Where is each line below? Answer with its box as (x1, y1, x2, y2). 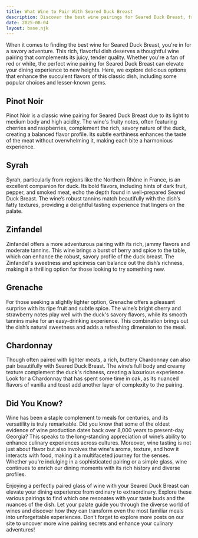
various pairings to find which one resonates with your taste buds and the (6, 495, 185, 502)
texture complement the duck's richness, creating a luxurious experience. (6, 369, 186, 376)
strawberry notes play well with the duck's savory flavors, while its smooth (6, 311, 187, 318)
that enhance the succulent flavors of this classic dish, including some (6, 73, 177, 80)
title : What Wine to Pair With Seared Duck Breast (6, 8, 133, 15)
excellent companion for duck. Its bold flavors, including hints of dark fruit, (6, 182, 187, 189)
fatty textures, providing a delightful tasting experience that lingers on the (6, 201, 185, 208)
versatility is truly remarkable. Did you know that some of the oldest (6, 420, 170, 427)
